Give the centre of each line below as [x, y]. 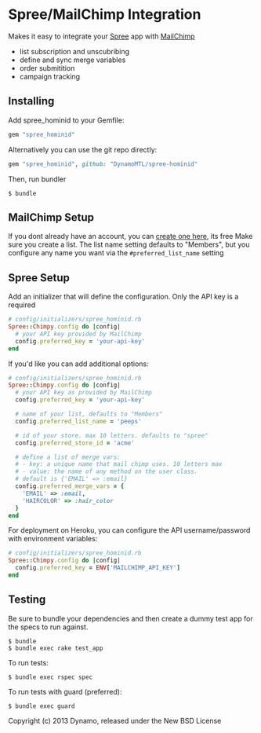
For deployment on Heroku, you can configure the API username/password [129, 530]
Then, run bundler [37, 179]
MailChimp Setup [51, 217]
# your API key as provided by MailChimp [84, 393]
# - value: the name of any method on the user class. [107, 472]
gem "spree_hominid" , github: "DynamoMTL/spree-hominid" [103, 164]
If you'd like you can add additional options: [78, 364]
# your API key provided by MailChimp [79, 334]
